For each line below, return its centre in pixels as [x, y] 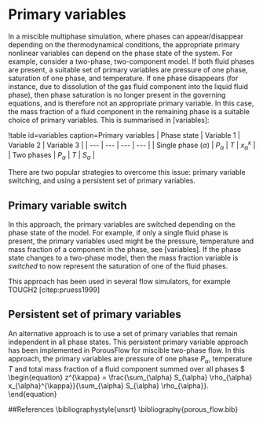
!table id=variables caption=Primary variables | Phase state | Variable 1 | [124, 135]
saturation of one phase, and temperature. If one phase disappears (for [123, 78]
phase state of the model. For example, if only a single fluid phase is [118, 233]
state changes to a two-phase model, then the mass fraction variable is [123, 258]
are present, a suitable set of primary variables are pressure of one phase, [128, 69]
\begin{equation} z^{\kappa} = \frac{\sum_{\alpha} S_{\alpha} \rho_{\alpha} [130, 377]
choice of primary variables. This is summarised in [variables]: [109, 120]
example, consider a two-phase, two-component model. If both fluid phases [131, 61]
